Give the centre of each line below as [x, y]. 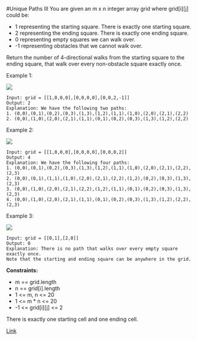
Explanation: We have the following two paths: [67, 108]
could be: [18, 15]
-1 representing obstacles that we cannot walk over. [78, 46]
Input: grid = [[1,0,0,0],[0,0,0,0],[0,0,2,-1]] [68, 98]
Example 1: [19, 75]
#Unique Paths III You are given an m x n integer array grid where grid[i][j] [97, 9]
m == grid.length [36, 282]
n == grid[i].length [37, 288]
